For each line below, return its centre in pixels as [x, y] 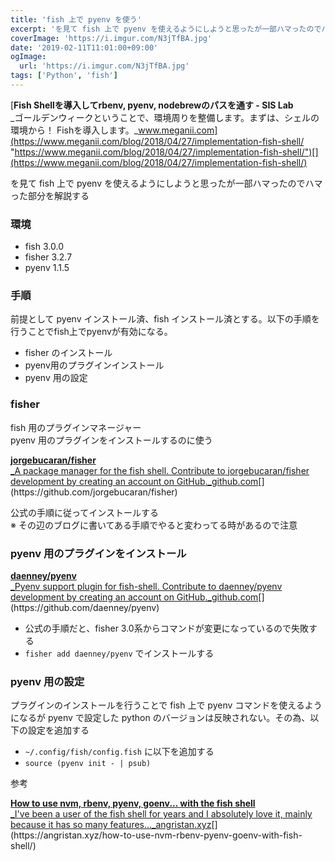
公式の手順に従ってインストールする [85, 512]
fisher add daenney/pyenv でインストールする [119, 653]
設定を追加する [58, 730]
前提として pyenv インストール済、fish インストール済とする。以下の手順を [165, 319]
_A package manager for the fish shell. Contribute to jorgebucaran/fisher [160, 470]
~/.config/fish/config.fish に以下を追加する [119, 752]
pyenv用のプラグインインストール [94, 365]
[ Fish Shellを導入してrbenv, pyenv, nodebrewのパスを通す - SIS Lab [152, 105]
